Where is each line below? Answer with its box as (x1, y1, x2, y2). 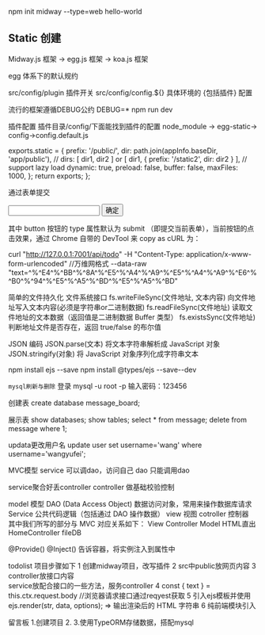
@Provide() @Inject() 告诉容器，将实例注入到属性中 (8, 544, 176, 553)
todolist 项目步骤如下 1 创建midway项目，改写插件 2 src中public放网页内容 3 (8, 560, 256, 570)
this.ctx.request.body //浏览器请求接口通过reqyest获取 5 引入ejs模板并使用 (8, 591, 252, 600)
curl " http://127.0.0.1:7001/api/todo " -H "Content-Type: (8, 249, 184, 258)
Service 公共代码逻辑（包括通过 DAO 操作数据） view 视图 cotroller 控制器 (8, 509, 249, 518)
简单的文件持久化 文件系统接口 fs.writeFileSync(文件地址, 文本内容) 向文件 (8, 293, 249, 302)
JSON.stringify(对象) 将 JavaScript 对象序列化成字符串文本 (8, 349, 199, 358)
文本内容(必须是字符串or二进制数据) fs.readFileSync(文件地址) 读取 (28, 302, 247, 312)
